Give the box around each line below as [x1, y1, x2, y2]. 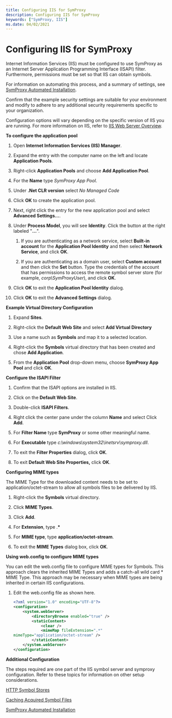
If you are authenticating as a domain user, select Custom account [20, 259, 162, 265]
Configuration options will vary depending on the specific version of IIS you [6, 117, 165, 123]
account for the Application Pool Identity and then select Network [20, 243, 163, 250]
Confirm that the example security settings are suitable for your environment [6, 96, 167, 103]
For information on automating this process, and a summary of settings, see [6, 81, 165, 87]
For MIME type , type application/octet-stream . [13, 534, 114, 540]
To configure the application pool [6, 133, 78, 139]
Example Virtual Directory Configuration [6, 305, 93, 311]
